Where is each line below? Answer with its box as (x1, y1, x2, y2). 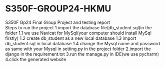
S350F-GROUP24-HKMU (5, 3, 111, 14)
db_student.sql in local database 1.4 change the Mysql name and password (5, 40, 160, 46)
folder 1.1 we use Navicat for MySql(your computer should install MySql (5, 30, 151, 36)
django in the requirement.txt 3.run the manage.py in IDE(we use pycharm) (5, 51, 159, 57)
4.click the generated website (5, 56, 66, 62)
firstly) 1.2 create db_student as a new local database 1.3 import (5, 35, 136, 41)
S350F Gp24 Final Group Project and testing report (5, 19, 110, 25)
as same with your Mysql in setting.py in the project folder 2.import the (5, 46, 151, 52)
